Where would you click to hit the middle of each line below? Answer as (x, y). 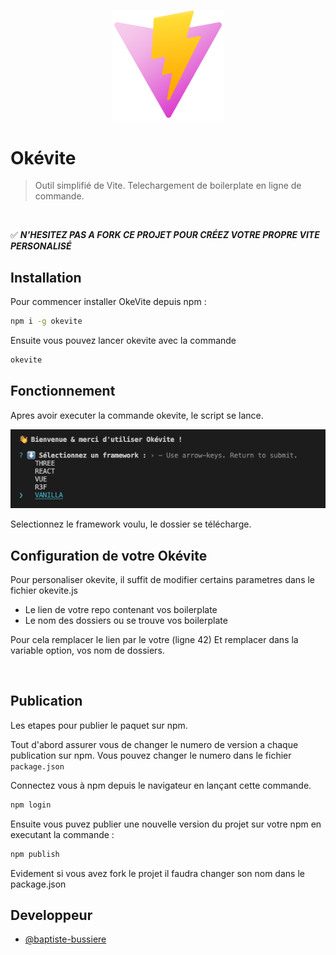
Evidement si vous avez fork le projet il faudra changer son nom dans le (157, 873)
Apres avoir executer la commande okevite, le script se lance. (137, 415)
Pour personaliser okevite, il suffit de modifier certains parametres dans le (163, 579)
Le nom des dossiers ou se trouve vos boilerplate (126, 620)
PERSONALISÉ (41, 246)
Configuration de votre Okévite (109, 555)
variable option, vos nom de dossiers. (87, 650)
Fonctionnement (63, 391)
